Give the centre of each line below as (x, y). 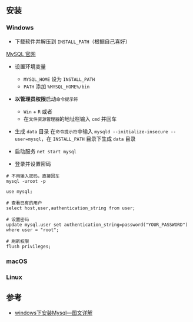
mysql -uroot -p (26, 181)
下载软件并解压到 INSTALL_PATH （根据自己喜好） (72, 41)
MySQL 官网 (21, 54)
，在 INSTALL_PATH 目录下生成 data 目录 (88, 139)
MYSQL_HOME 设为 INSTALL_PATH (59, 79)
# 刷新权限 (18, 241)
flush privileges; (29, 247)
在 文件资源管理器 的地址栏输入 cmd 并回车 (70, 119)
